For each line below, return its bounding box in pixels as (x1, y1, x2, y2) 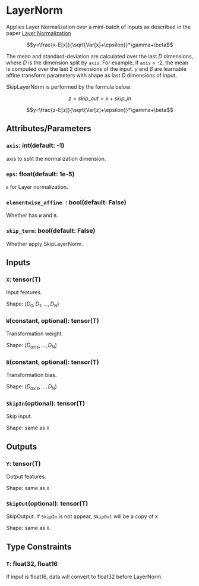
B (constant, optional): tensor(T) (6, 358, 99, 366)
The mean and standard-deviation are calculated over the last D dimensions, (6, 52, 194, 60)
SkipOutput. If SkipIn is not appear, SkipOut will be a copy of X (6, 513, 159, 520)
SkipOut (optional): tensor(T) (6, 500, 89, 508)
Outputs (6, 441, 37, 451)
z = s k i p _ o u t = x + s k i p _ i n (68, 95, 132, 102)
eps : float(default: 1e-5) (6, 170, 75, 178)
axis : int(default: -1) (6, 141, 65, 149)
